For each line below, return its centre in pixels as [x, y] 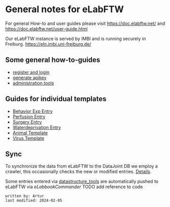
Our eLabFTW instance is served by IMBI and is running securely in [76, 39]
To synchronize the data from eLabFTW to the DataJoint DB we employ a [82, 166]
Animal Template [30, 132]
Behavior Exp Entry [33, 111]
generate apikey [29, 78]
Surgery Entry [27, 122]
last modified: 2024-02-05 [34, 201]
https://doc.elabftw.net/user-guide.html [46, 28]
